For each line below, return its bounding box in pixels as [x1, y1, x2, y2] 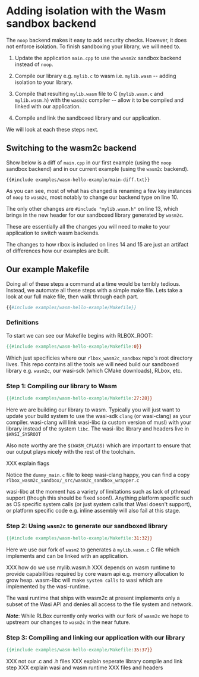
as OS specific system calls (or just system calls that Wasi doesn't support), [6, 500, 192, 507]
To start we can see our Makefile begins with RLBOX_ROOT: [6, 332, 153, 339]
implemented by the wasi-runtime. [6, 582, 90, 590]
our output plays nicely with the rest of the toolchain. [6, 448, 135, 455]
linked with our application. [14, 102, 81, 110]
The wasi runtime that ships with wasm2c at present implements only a [6, 594, 180, 601]
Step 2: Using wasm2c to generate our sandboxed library [6, 522, 168, 530]
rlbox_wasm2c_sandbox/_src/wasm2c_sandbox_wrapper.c [6, 478, 140, 483]
